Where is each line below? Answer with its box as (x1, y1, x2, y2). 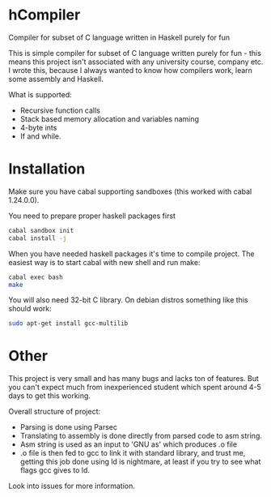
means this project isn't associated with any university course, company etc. (8, 57, 264, 66)
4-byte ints (19, 122, 57, 132)
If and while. (19, 131, 62, 141)
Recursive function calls (19, 105, 101, 115)
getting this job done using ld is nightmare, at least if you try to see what (19, 456, 261, 467)
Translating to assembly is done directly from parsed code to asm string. (19, 431, 263, 441)
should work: (8, 304, 53, 314)
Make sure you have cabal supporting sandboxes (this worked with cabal (8, 186, 252, 196)
